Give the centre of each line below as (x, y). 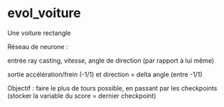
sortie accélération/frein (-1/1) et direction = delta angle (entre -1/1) (105, 74)
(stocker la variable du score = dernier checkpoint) (82, 96)
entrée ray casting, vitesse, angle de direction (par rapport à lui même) (111, 60)
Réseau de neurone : (38, 46)
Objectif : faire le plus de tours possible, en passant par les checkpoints (112, 88)
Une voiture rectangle (39, 33)
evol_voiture (44, 13)
